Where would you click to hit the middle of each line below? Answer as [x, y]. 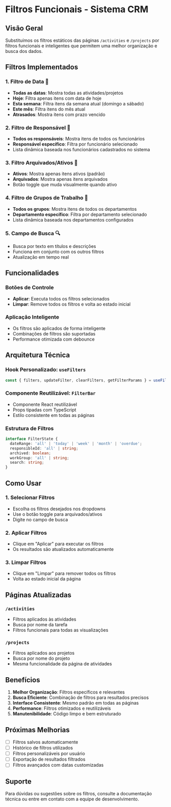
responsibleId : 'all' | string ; [44, 448]
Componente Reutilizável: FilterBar [50, 393]
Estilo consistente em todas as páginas [53, 415]
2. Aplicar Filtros [26, 533]
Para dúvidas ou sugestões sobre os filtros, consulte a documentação [79, 794]
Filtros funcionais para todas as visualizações [60, 630]
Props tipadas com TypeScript [44, 410]
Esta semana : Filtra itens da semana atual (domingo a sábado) [78, 103]
